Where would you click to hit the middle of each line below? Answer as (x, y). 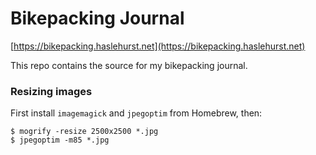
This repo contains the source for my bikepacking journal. (129, 65)
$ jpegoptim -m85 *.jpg (60, 140)
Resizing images (51, 91)
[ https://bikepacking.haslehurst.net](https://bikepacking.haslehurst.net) (158, 46)
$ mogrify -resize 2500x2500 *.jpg (84, 132)
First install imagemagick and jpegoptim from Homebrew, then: (136, 113)
